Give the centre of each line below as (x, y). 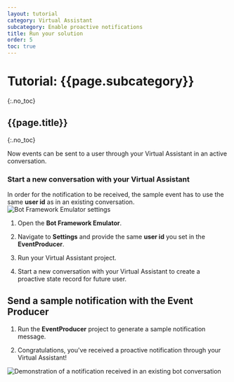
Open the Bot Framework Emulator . (70, 223)
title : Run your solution (45, 33)
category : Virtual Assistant (50, 20)
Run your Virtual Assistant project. (67, 258)
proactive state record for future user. (72, 279)
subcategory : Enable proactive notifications (75, 27)
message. (32, 336)
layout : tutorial (33, 14)
